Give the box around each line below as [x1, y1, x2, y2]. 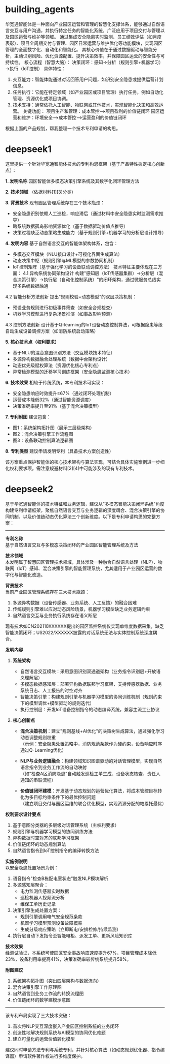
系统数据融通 [21, 283, 49, 289]
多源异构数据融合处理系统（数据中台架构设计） [12, 356, 110, 362]
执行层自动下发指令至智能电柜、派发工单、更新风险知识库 [12, 932, 133, 938]
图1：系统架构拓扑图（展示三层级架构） [12, 424, 95, 431]
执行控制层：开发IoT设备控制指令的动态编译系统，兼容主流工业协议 [20, 706, 160, 712]
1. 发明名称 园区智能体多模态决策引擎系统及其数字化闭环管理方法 [5, 178, 140, 184]
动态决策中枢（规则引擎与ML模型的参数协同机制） [12, 257, 117, 263]
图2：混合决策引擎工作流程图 [12, 431, 73, 437]
